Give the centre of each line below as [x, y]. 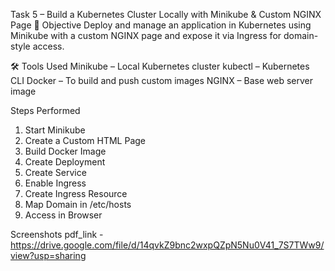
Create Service [55, 172]
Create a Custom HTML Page [85, 140]
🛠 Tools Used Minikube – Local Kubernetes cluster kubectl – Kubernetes [160, 66]
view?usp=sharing [48, 255]
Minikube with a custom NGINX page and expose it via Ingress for [146, 35]
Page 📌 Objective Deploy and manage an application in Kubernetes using [161, 25]
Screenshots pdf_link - [57, 234]
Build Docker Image [65, 151]
